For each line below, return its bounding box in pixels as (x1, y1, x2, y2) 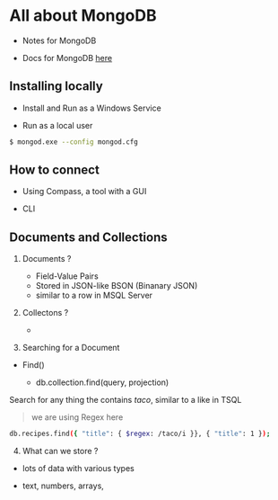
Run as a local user (22, 120, 93, 130)
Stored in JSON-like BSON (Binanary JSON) (35, 281, 198, 291)
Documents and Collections (9, 229, 168, 245)
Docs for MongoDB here (22, 52, 113, 63)
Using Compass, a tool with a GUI (22, 186, 147, 197)
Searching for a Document (22, 343, 120, 353)
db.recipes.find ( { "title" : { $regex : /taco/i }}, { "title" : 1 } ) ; (9, 429, 271, 439)
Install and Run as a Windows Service (22, 103, 161, 113)
